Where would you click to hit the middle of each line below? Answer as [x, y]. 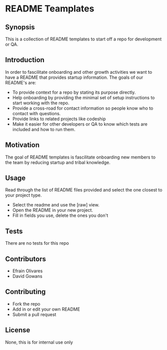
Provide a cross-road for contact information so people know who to [83, 108]
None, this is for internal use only [39, 342]
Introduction [25, 60]
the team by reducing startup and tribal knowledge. [58, 162]
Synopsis [20, 27]
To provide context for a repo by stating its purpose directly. [74, 92]
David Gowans [27, 276]
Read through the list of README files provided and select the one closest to [84, 190]
